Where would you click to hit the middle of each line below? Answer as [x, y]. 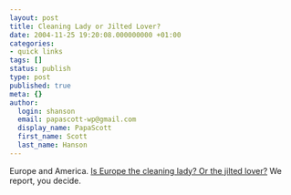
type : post [30, 77]
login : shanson [47, 111]
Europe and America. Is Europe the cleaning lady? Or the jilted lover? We [146, 170]
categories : [32, 43]
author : [24, 103]
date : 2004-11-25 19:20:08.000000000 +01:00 [95, 35]
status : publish [40, 69]
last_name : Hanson [53, 145]
